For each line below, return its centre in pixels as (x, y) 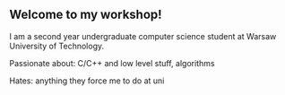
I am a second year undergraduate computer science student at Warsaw (143, 36)
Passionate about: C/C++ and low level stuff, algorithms (112, 63)
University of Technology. (57, 46)
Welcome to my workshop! (86, 15)
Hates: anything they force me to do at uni (87, 81)
